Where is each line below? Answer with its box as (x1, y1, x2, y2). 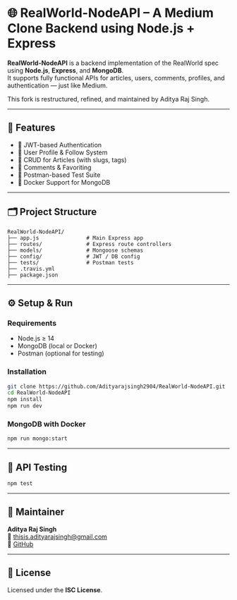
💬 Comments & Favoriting (17, 163, 92, 171)
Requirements (7, 318, 57, 328)
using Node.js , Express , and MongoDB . (7, 66, 124, 75)
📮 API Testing (7, 461, 68, 473)
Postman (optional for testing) (17, 349, 104, 357)
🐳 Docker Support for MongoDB (17, 178, 111, 186)
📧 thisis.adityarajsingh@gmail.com (7, 532, 108, 541)
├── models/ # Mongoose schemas (7, 247, 143, 254)
